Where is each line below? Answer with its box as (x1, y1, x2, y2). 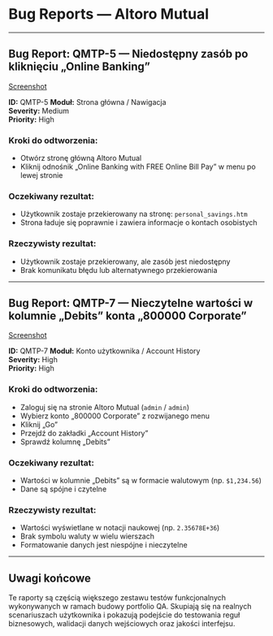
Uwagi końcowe (8, 571, 91, 585)
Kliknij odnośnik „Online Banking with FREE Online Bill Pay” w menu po (19, 162, 256, 171)
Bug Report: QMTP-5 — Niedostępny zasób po (8, 47, 249, 61)
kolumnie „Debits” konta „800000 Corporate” (8, 309, 247, 323)
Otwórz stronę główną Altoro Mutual (19, 154, 142, 163)
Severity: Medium (8, 106, 70, 115)
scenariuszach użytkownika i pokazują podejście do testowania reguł (8, 610, 240, 620)
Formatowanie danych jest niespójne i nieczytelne (19, 540, 188, 550)
